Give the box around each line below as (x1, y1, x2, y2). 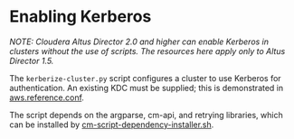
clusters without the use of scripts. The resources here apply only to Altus (9, 45, 286, 56)
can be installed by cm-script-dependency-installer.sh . (9, 119, 214, 130)
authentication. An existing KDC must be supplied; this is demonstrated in (9, 82, 284, 93)
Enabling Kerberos (9, 6, 152, 27)
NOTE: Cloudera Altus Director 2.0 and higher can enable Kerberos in (9, 36, 270, 47)
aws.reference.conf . (9, 92, 84, 103)
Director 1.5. (9, 55, 54, 66)
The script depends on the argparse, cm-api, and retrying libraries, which (9, 109, 283, 120)
